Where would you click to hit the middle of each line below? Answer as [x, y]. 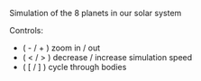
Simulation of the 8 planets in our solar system [96, 13]
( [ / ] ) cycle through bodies [74, 67]
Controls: [26, 30]
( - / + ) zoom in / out [61, 48]
